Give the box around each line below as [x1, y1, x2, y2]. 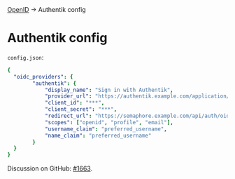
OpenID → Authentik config [7, 6, 86, 13]
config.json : [7, 53, 44, 61]
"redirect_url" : [44, 112, 92, 120]
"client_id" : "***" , [44, 100, 105, 107]
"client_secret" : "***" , [44, 106, 117, 113]
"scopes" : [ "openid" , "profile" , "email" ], [44, 119, 173, 126]
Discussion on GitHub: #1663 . [7, 164, 93, 173]
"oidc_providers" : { [13, 73, 73, 80]
